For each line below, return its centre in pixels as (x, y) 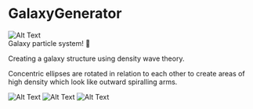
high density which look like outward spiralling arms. (93, 82)
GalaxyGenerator (65, 14)
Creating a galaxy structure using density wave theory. (96, 58)
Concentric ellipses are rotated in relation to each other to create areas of (127, 73)
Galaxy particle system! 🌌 (49, 43)
